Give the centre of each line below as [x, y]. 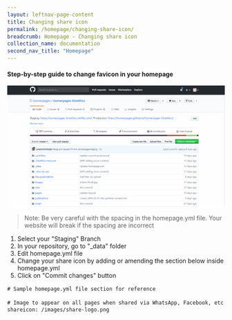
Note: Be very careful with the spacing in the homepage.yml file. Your [123, 218]
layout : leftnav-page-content [51, 15]
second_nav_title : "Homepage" [51, 51]
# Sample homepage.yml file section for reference [81, 289]
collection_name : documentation [54, 44]
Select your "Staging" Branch [59, 239]
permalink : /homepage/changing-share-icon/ [71, 29]
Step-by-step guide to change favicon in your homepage [90, 74]
